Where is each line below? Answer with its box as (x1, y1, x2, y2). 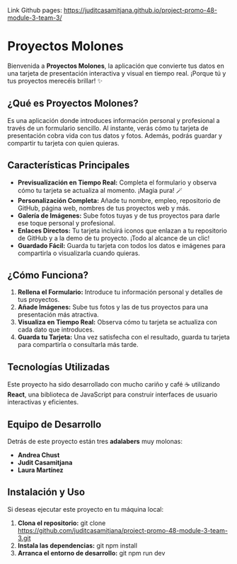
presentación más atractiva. (17, 310, 99, 319)
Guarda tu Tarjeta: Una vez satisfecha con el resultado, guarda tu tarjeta (17, 333, 230, 341)
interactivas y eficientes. (7, 398, 79, 406)
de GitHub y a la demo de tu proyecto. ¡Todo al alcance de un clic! (17, 233, 210, 242)
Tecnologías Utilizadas (7, 360, 110, 373)
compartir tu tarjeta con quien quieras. (7, 139, 120, 147)
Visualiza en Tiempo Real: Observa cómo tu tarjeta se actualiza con (17, 318, 217, 327)
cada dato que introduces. (17, 325, 95, 334)
